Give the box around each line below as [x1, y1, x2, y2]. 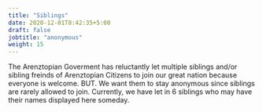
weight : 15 [8, 41, 44, 49]
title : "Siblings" [8, 11, 69, 20]
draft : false [8, 26, 51, 34]
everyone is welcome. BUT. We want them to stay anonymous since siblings [8, 79, 255, 89]
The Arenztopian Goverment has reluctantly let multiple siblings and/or [8, 62, 238, 71]
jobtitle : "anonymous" [8, 33, 83, 42]
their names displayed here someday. [8, 96, 130, 105]
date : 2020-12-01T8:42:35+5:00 [8, 19, 111, 27]
